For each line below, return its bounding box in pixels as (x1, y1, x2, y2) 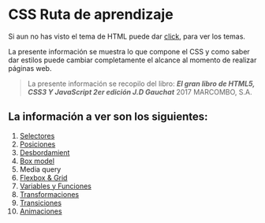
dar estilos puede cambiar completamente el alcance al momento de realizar (8, 55, 257, 65)
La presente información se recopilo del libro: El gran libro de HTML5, (27, 79, 255, 88)
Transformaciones (19, 189, 80, 199)
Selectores (19, 131, 55, 140)
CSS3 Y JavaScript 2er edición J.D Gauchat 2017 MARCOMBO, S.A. (27, 87, 252, 96)
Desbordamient (19, 147, 70, 157)
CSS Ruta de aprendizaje (8, 6, 174, 24)
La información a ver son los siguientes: (8, 110, 208, 124)
